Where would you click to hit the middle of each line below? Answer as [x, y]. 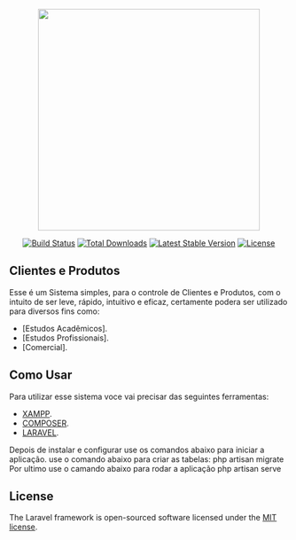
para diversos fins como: [55, 311]
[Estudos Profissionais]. [65, 338]
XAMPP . [37, 413]
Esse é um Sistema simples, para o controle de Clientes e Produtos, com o [145, 292]
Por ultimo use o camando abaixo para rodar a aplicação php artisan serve [145, 468]
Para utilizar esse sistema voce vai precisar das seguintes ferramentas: [139, 396]
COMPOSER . [45, 423]
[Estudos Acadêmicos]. [65, 328]
